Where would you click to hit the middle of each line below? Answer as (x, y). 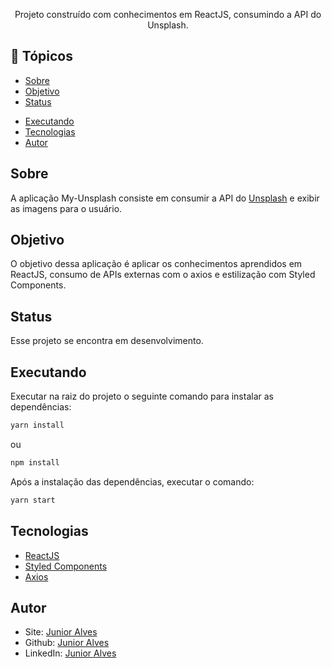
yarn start (33, 500)
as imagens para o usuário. (66, 208)
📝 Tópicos (41, 56)
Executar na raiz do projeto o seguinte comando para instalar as (142, 396)
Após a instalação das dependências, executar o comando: (132, 481)
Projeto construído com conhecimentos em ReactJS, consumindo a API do (168, 14)
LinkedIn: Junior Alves (70, 653)
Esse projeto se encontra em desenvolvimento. (107, 341)
